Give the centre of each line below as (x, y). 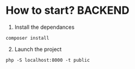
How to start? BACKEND (67, 10)
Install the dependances (44, 27)
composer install (28, 38)
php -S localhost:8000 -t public (48, 60)
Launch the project (38, 49)
